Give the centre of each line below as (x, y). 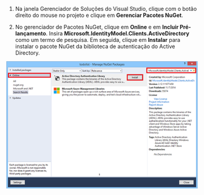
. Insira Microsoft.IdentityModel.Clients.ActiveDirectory (117, 33)
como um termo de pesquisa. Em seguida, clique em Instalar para (98, 40)
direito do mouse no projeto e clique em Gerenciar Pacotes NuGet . (99, 15)
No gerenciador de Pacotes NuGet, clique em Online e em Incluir (97, 27)
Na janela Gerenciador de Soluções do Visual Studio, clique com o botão (106, 9)
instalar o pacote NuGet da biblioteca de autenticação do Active (95, 46)
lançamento (31, 33)
